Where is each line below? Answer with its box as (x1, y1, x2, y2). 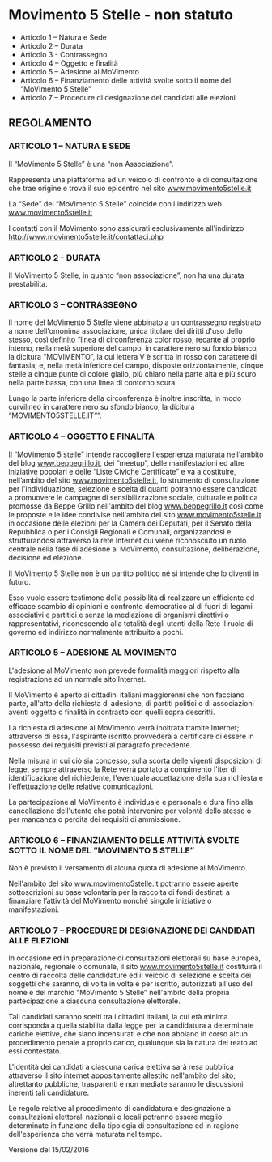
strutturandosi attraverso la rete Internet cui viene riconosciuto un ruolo (8, 535, 247, 545)
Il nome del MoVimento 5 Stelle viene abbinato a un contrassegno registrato (8, 317, 261, 327)
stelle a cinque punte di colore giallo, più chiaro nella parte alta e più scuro (8, 369, 257, 379)
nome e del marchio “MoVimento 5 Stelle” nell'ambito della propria (8, 988, 230, 998)
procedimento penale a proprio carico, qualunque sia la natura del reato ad (8, 1038, 258, 1048)
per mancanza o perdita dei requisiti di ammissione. (8, 814, 181, 824)
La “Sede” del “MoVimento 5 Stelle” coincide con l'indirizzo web (8, 198, 223, 208)
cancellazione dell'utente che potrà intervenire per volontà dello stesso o (8, 806, 252, 815)
